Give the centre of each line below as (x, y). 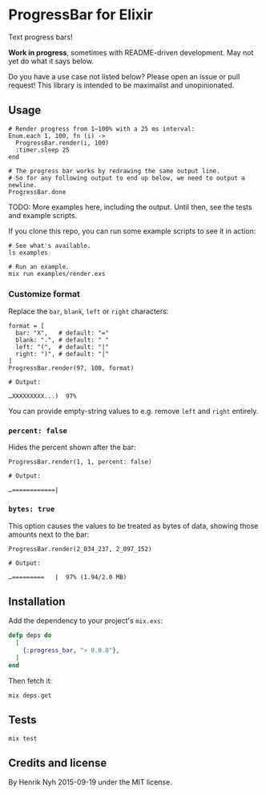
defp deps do (30, 635)
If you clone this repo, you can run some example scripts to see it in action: (132, 231)
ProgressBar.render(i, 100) (62, 143)
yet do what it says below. (51, 61)
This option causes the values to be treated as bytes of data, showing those (133, 525)
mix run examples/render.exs (57, 274)
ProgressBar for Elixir (81, 15)
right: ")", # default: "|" (62, 355)
